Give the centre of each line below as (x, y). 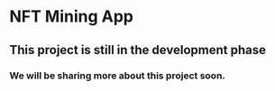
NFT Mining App (71, 17)
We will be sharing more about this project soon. (117, 76)
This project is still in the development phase (137, 50)
